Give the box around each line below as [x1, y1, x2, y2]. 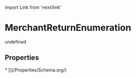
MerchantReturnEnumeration [5, 22, 131, 33]
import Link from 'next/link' [5, 5, 62, 10]
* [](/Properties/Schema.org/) [5, 67, 67, 73]
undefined [5, 38, 26, 45]
